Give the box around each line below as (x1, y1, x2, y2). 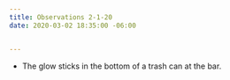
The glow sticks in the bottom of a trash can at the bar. (21, 61, 222, 71)
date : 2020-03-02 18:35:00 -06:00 (9, 21, 137, 30)
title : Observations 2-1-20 (9, 12, 113, 22)
